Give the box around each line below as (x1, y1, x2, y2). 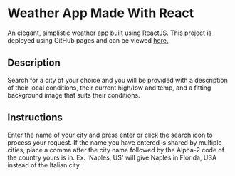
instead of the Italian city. (7, 160, 82, 169)
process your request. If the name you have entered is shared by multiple (7, 138, 222, 147)
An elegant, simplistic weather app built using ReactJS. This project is (7, 29, 212, 37)
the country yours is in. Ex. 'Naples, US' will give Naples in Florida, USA (7, 153, 217, 162)
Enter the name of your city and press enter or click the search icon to (7, 130, 213, 139)
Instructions (7, 112, 63, 124)
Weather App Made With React (7, 5, 194, 21)
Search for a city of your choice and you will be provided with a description (7, 76, 228, 84)
